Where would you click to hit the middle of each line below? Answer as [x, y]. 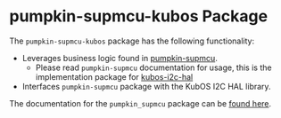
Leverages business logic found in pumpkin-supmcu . [120, 58]
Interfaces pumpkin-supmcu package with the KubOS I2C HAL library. [146, 86]
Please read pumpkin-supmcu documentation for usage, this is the [153, 67]
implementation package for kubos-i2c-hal [114, 76]
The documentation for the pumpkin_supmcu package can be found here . [140, 103]
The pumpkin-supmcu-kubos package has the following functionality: [132, 41]
